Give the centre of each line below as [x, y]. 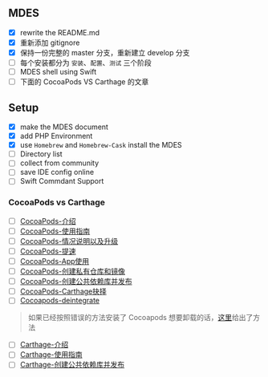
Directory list [41, 154]
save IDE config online [57, 172]
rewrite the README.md [60, 32]
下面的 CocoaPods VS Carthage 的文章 [84, 82]
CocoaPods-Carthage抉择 [63, 291]
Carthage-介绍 [44, 345]
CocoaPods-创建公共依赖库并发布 [76, 282]
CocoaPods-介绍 [48, 221]
